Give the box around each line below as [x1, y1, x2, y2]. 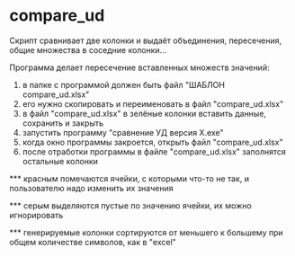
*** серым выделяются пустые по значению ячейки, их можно [9, 199, 252, 211]
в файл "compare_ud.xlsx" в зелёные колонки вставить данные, [22, 108, 267, 119]
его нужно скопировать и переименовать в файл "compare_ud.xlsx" [22, 98, 284, 109]
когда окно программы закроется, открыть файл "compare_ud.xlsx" [22, 137, 283, 147]
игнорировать [9, 209, 64, 220]
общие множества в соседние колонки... [9, 44, 167, 55]
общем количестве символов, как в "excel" [9, 236, 177, 247]
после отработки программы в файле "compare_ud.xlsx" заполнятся [22, 146, 286, 157]
